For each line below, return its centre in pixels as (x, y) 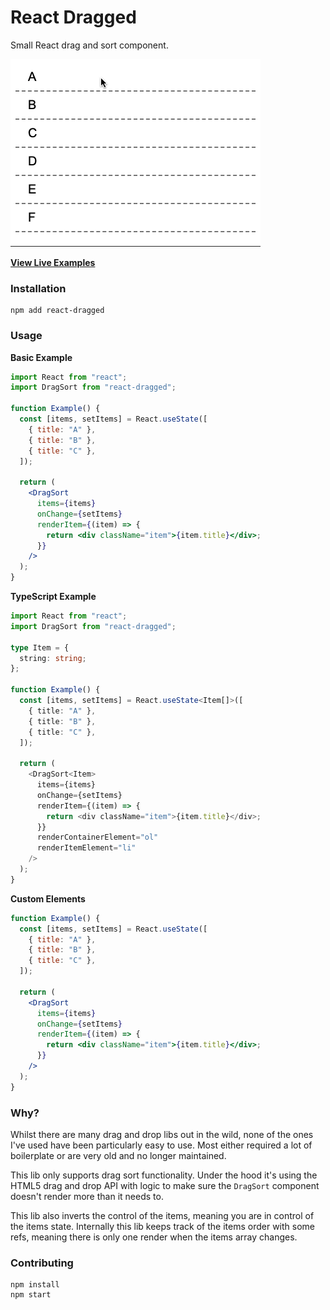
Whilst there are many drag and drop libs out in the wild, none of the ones (162, 1134)
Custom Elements (48, 898)
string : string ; (53, 658)
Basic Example (41, 357)
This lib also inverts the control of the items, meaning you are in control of (162, 1215)
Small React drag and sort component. (89, 45)
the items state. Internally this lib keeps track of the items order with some (163, 1226)
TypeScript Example (53, 597)
